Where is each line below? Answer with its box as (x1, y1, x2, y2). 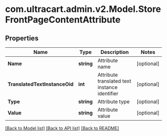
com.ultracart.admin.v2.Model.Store (5, 3, 162, 15)
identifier (97, 90, 119, 97)
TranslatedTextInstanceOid (7, 81, 74, 88)
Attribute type (97, 98, 130, 105)
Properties (5, 34, 39, 42)
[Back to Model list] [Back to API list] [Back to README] (5, 126, 119, 131)
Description (100, 49, 129, 55)
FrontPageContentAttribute (5, 14, 121, 25)
